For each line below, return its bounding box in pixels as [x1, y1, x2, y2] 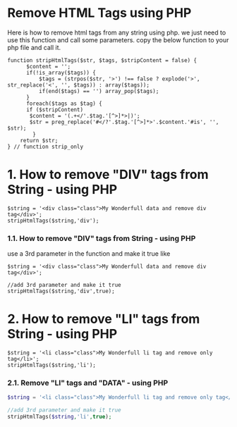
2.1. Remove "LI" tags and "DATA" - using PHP [7, 378, 169, 388]
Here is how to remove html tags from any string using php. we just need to [7, 28, 226, 37]
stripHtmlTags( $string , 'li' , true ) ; [7, 414, 112, 421]
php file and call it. [7, 43, 61, 51]
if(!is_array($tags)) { [25, 69, 97, 76]
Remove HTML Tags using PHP [7, 5, 192, 21]
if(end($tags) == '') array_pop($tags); [38, 87, 159, 94]
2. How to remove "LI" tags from [7, 311, 200, 327]
